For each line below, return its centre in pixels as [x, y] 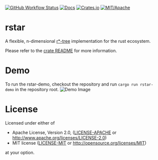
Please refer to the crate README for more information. [61, 50]
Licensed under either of [30, 123]
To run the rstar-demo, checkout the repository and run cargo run [72, 84]
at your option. [20, 152]
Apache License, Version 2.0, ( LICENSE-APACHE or [64, 132]
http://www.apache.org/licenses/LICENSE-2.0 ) [59, 137]
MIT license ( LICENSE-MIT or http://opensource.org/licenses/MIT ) [79, 143]
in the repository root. [37, 89]
